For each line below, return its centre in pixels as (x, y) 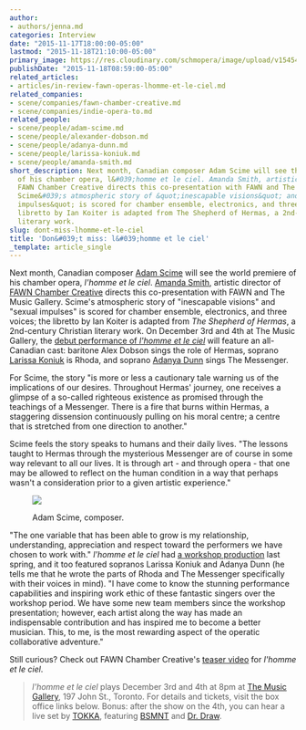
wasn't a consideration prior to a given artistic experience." (120, 483)
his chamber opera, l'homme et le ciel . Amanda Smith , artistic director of (145, 283)
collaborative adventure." (56, 642)
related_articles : (44, 78)
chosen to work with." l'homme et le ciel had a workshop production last (145, 555)
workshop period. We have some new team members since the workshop (148, 603)
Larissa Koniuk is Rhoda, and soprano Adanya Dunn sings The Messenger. (149, 360)
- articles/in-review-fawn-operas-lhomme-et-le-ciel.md (117, 86)
